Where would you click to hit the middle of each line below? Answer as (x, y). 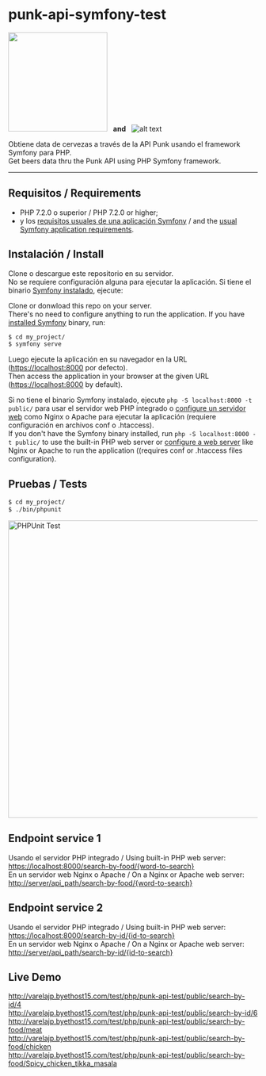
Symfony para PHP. (40, 152)
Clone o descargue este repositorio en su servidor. (91, 273)
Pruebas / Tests (48, 484)
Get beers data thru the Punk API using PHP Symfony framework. (115, 161)
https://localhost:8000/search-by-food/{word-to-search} (101, 866)
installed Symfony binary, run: (57, 322)
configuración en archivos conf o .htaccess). (81, 425)
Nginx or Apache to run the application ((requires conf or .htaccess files (125, 450)
